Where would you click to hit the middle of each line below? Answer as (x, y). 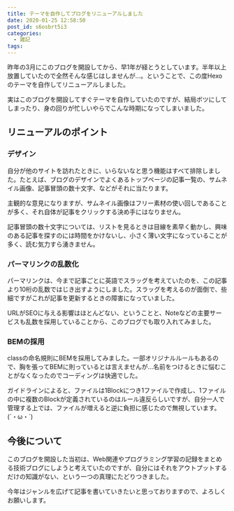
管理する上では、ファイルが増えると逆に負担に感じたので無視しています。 (114, 408)
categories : (24, 33)
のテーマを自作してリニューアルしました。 (68, 84)
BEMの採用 (26, 342)
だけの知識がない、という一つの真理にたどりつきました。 (90, 477)
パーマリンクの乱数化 (43, 264)
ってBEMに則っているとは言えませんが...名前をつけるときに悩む (129, 367)
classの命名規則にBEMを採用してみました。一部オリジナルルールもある (110, 358)
